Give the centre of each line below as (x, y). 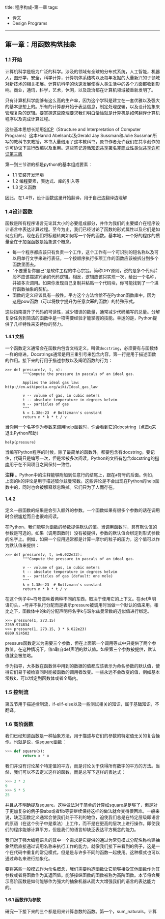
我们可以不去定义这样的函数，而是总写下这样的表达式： (69, 772)
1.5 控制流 (17, 692)
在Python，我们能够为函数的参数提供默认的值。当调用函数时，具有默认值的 (81, 527)
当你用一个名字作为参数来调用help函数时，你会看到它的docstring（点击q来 (81, 427)
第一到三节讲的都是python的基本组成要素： (49, 164)
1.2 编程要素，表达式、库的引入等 (46, 181)
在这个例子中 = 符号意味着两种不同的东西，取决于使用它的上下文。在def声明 (81, 599)
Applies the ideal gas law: (51, 383)
